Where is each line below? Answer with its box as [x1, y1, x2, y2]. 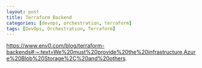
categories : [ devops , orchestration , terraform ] [6, 20, 132, 26]
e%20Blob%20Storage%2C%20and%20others [6, 55, 126, 62]
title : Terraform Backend [6, 14, 72, 20]
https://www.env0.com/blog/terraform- [6, 42, 105, 49]
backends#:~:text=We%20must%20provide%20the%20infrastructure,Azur [6, 49, 196, 56]
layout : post [6, 8, 40, 15]
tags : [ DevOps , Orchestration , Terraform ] [6, 25, 116, 32]
